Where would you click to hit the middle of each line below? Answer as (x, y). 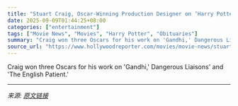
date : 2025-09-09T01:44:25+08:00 (57, 20)
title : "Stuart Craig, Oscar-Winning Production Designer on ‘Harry (110, 14)
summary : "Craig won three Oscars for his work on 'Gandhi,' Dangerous (115, 40)
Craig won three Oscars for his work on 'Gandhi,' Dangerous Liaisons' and (115, 67)
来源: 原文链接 (28, 95)
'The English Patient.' (38, 74)
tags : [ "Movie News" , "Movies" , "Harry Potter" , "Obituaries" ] (103, 34)
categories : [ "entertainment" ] (53, 27)
